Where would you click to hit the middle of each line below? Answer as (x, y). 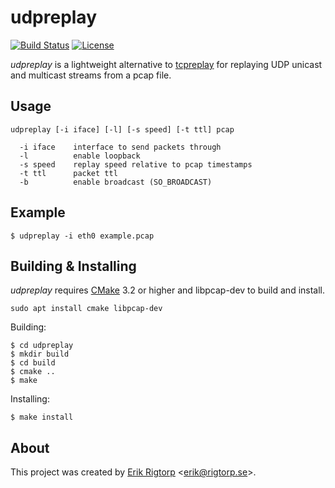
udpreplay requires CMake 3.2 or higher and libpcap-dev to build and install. (168, 290)
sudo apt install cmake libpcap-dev (86, 309)
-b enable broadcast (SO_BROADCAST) (116, 182)
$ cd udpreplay (42, 346)
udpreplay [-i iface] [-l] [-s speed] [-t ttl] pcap (122, 129)
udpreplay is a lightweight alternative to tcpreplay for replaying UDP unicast (166, 64)
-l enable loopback (80, 156)
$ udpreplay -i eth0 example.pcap (82, 236)
